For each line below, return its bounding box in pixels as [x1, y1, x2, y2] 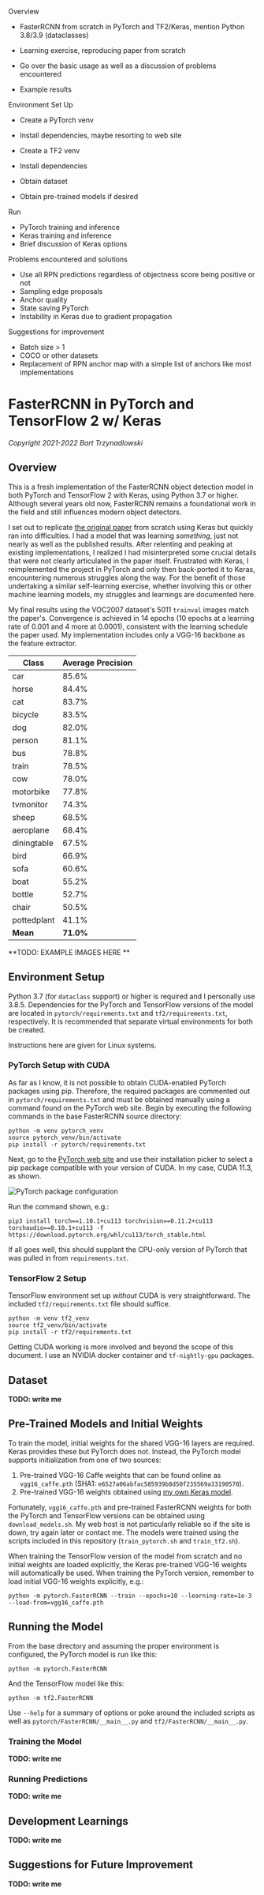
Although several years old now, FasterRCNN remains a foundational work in [8, 498, 256, 508]
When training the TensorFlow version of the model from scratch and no [8, 1551, 243, 1561]
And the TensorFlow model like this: [8, 1679, 125, 1688]
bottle [12, 889, 34, 900]
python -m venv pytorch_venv [8, 1126, 104, 1134]
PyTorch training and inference [19, 223, 121, 231]
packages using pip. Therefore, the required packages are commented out [8, 1086, 251, 1096]
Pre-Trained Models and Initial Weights [8, 1417, 203, 1431]
